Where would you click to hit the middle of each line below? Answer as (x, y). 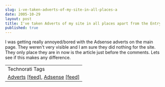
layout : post (18, 19)
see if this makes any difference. (38, 58)
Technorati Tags (26, 69)
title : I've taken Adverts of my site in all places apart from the (77, 23)
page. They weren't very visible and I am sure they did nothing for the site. (80, 47)
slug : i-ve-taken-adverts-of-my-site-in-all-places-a (61, 10)
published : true (22, 28)
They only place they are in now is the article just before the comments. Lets (82, 53)
